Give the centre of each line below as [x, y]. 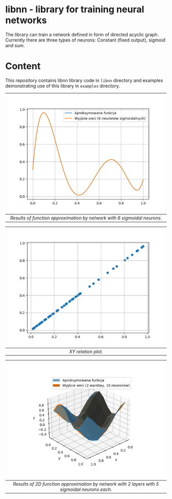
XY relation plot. [86, 351]
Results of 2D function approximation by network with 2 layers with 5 [86, 484]
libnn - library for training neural [75, 9]
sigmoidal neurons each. [86, 489]
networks [26, 20]
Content [23, 66]
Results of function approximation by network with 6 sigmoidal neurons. [86, 218]
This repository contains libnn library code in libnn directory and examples [84, 80]
